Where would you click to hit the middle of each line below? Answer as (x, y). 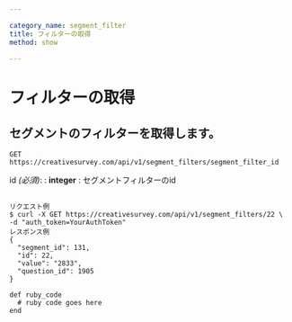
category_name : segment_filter (68, 25)
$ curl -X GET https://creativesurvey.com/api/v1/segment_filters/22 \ (146, 215)
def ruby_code (36, 295)
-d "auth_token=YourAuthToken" (68, 223)
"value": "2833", (50, 264)
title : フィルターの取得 (50, 34)
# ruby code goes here (60, 303)
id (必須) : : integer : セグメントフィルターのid (93, 180)
